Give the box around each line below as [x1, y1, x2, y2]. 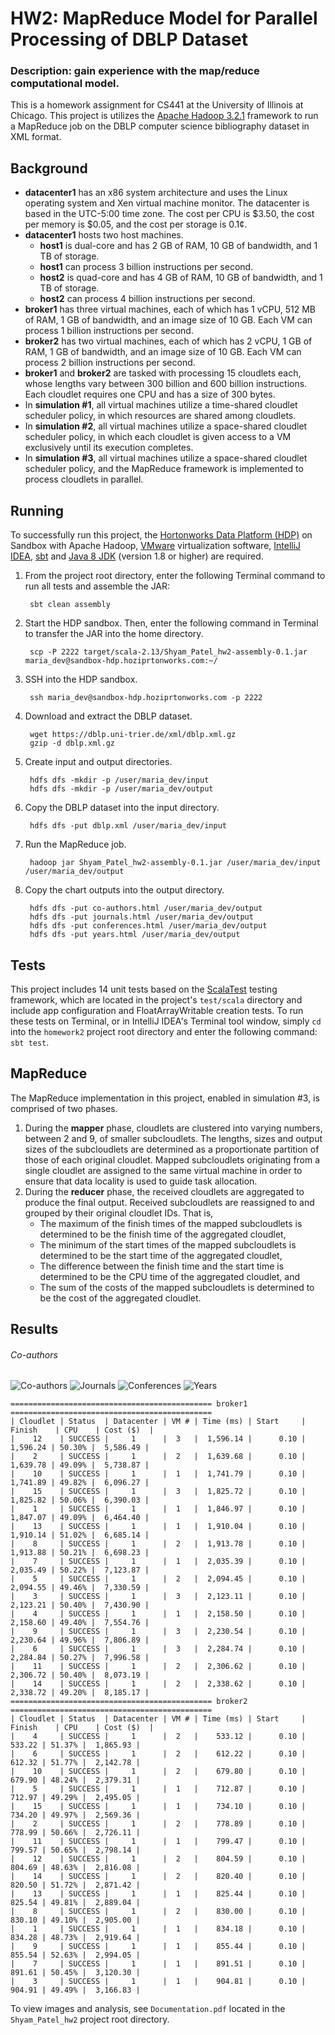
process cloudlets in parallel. [24, 473, 144, 486]
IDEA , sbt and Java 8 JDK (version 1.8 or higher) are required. [10, 550, 264, 562]
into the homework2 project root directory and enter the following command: [10, 1025, 318, 1037]
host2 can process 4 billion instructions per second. [39, 293, 256, 305]
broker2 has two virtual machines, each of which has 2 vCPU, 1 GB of [24, 335, 313, 347]
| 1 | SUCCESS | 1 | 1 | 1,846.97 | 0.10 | [10, 1504, 307, 1514]
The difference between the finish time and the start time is [39, 1260, 285, 1272]
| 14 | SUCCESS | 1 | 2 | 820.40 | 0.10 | [10, 1872, 307, 1882]
